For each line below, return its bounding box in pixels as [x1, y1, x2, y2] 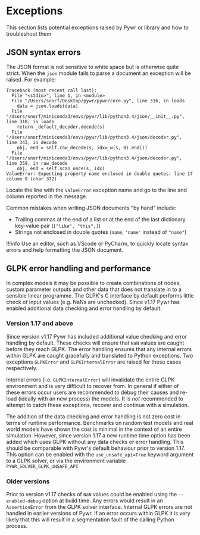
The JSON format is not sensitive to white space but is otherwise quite [6, 63, 179, 70]
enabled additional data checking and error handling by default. [6, 305, 162, 312]
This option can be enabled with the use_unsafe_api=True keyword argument [6, 450, 194, 458]
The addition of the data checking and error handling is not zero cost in [6, 412, 181, 420]
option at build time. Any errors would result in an [42, 497, 164, 504]
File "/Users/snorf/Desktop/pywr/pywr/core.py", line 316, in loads [11, 98, 185, 104]
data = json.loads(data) [17, 103, 79, 109]
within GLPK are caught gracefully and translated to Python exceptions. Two [6, 352, 193, 359]
